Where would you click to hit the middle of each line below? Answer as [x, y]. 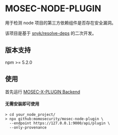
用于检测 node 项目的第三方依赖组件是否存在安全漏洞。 [60, 23]
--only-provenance [28, 127]
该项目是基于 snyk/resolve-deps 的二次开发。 [51, 33]
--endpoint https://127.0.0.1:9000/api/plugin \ [60, 123]
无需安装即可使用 [22, 104]
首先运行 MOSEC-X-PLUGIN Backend [43, 92]
